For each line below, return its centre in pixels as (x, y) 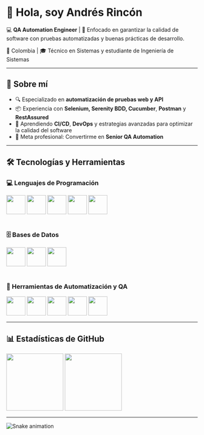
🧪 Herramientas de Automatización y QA (67, 286)
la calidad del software (43, 130)
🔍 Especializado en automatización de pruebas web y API (89, 99)
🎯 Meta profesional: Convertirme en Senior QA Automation (89, 136)
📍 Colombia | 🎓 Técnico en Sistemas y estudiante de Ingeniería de (90, 51)
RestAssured (32, 117)
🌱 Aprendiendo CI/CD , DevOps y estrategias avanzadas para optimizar (104, 124)
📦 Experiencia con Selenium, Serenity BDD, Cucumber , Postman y (100, 108)
